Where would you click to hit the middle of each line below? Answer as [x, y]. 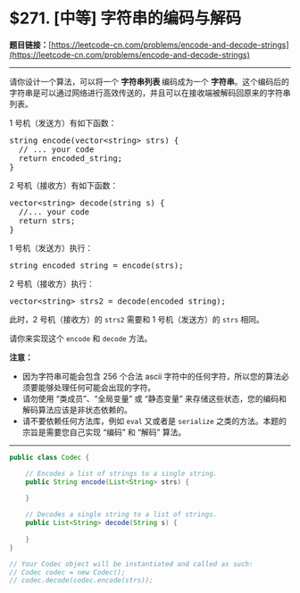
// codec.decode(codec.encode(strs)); [81, 580]
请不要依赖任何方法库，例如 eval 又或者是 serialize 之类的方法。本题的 [154, 421]
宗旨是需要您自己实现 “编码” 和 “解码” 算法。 [104, 432]
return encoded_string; [71, 158]
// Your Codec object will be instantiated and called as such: [131, 564]
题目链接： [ [30, 45]
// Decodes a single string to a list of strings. [121, 514]
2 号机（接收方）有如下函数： [64, 185]
